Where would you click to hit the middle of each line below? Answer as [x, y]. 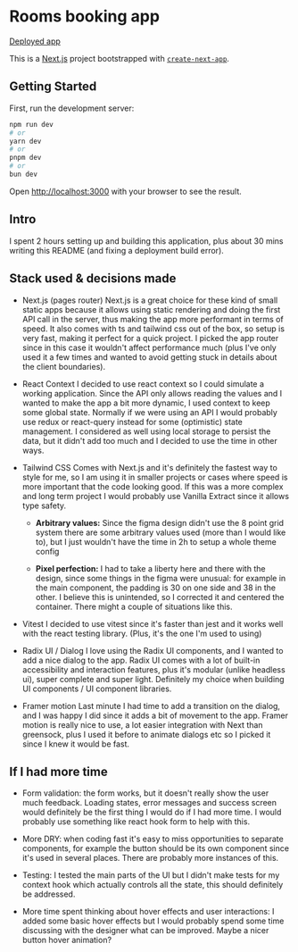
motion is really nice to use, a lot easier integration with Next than [142, 724]
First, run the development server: [72, 108]
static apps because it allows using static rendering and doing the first [151, 309]
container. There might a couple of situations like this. [134, 606]
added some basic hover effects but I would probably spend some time [153, 921]
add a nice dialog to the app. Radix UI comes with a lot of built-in [141, 660]
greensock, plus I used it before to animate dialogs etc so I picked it [146, 734]
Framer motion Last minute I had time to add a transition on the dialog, [151, 706]
